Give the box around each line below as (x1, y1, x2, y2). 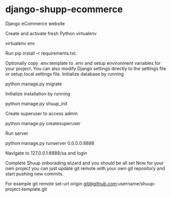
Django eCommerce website (5, 20, 65, 27)
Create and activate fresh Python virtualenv (5, 30, 97, 36)
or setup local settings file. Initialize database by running (5, 70, 124, 77)
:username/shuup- (116, 180, 156, 187)
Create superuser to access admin (5, 110, 78, 116)
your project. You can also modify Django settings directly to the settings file (5, 65, 166, 71)
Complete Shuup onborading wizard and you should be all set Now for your (5, 160, 164, 166)
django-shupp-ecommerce (5, 4, 123, 15)
